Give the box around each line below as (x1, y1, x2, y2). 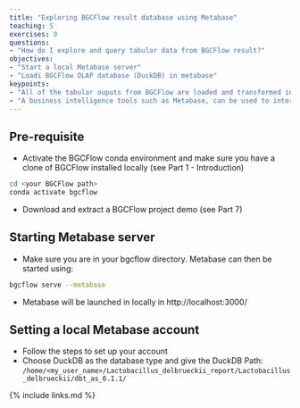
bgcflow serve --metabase (9, 280, 105, 289)
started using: (21, 262, 74, 273)
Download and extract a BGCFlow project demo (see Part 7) (21, 204, 243, 214)
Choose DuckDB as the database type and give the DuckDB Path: (21, 355, 263, 366)
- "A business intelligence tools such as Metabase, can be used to (9, 96, 270, 105)
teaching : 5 (9, 21, 54, 30)
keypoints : (9, 79, 50, 88)
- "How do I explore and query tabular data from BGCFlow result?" (9, 46, 266, 55)
